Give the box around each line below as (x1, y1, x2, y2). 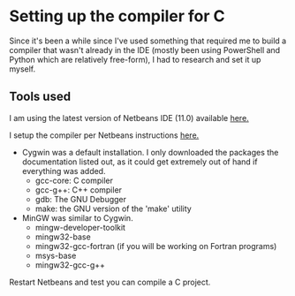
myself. (9, 64, 36, 74)
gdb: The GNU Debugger (34, 194, 126, 204)
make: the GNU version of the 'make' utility (34, 203, 192, 214)
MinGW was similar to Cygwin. (21, 212, 134, 223)
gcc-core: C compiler (34, 175, 113, 186)
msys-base (34, 250, 77, 261)
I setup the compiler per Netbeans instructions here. (9, 130, 200, 140)
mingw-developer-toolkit (34, 222, 126, 232)
